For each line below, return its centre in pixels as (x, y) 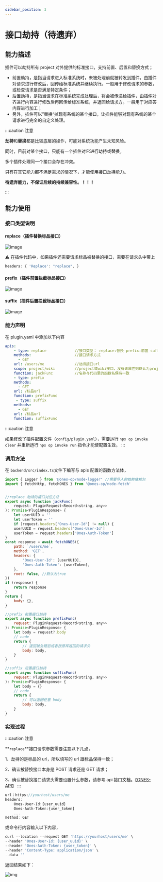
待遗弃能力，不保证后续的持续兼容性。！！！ (50, 182)
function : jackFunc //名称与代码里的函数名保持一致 (72, 373)
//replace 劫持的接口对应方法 (32, 497)
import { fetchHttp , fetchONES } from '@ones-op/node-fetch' (68, 484)
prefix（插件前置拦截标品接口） (37, 278)
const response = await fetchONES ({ (42, 542)
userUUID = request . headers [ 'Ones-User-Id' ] (59, 528)
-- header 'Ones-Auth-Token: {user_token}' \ (51, 846)
